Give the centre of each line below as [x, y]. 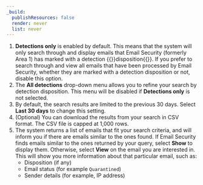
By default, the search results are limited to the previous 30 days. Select [105, 105]
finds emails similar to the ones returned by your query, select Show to [104, 143]
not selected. [32, 98]
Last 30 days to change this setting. [60, 111]
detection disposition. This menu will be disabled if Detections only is [102, 91]
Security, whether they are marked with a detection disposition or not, [102, 72]
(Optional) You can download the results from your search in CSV [97, 117]
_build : [16, 12]
